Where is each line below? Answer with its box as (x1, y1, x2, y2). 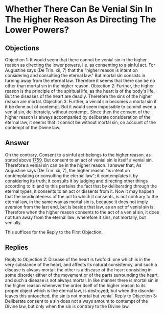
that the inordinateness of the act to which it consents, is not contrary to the (5, 193, 158, 199)
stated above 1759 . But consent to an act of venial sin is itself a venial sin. (5, 157, 153, 163)
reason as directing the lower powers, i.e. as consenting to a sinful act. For (5, 62, 156, 68)
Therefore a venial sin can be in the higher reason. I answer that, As (5, 162, 142, 168)
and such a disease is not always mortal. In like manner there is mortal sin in (5, 277, 159, 283)
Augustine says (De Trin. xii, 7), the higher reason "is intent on (5, 167, 130, 173)
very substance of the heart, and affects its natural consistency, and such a (5, 262, 158, 267)
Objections (5, 44, 40, 52)
